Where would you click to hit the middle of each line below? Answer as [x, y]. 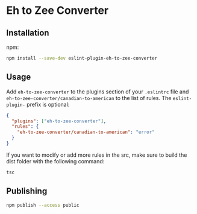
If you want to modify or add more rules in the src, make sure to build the [97, 155]
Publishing [27, 191]
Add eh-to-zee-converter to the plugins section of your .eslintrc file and [98, 92]
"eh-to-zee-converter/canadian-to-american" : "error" [86, 132]
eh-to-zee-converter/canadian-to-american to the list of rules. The [89, 98]
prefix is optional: [48, 104]
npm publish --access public [43, 205]
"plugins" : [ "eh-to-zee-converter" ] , [59, 121]
